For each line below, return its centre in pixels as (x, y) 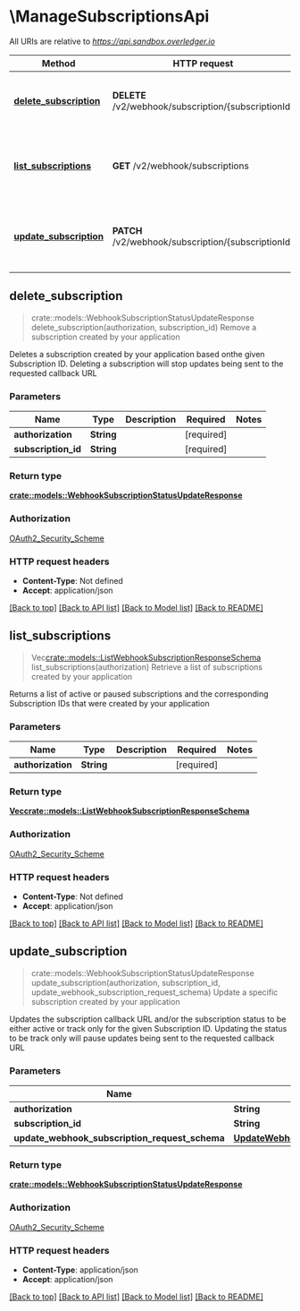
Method (58, 63)
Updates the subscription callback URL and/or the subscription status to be (148, 1019)
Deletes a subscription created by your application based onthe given (137, 354)
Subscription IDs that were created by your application (109, 703)
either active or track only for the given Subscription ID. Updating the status (148, 1028)
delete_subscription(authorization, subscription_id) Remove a (144, 327)
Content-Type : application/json (80, 1270)
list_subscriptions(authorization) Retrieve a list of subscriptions (147, 667)
